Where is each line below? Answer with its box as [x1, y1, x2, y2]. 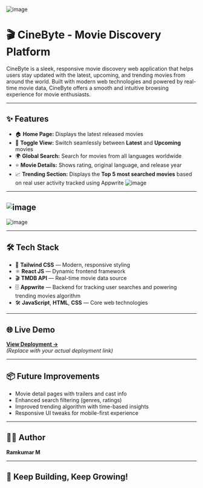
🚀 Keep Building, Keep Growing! [6, 472, 129, 482]
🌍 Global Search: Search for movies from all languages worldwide [14, 152, 182, 160]
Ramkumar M [6, 448, 40, 456]
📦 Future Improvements [6, 371, 100, 381]
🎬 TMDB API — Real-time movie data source [14, 275, 127, 282]
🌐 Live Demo [6, 324, 56, 335]
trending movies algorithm [14, 292, 80, 299]
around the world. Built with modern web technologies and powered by [6, 77, 183, 85]
